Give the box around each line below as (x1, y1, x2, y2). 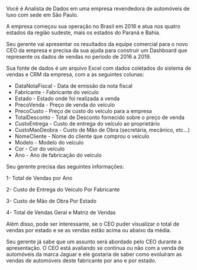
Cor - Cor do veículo (14, 145, 65, 152)
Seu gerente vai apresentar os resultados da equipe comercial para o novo (6, 41, 188, 47)
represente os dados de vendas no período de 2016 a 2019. (6, 53, 151, 60)
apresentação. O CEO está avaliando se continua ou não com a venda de (6, 245, 185, 251)
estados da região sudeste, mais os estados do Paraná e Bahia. (6, 29, 161, 36)
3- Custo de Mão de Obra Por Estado (6, 198, 96, 204)
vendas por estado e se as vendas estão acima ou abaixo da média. (6, 227, 172, 233)
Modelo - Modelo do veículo (14, 139, 84, 146)
